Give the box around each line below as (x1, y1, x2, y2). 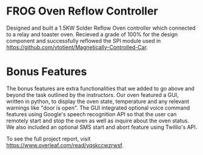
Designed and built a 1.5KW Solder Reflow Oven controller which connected (6, 24, 196, 31)
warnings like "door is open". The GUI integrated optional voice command (6, 104, 190, 111)
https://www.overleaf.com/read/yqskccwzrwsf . (6, 141, 124, 149)
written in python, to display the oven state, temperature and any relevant (6, 97, 190, 105)
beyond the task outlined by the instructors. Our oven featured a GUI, (6, 91, 179, 98)
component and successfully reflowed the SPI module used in (6, 37, 161, 44)
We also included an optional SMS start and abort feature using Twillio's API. (6, 123, 198, 131)
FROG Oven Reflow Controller (6, 4, 159, 18)
